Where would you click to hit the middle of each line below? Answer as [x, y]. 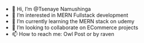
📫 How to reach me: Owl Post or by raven [63, 34]
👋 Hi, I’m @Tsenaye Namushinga [51, 9]
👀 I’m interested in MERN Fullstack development [70, 15]
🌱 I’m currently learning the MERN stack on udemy [73, 21]
